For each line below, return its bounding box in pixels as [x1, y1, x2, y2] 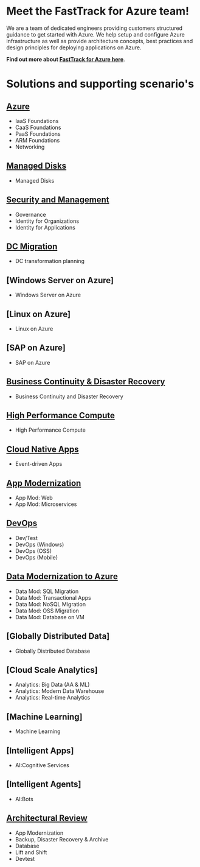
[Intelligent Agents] [6, 779, 81, 790]
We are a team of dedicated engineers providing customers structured [6, 24, 183, 32]
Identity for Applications [15, 223, 76, 231]
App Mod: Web [15, 494, 53, 502]
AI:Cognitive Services [15, 761, 70, 768]
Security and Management [6, 195, 109, 205]
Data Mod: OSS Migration [15, 607, 79, 614]
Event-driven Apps [15, 460, 63, 468]
